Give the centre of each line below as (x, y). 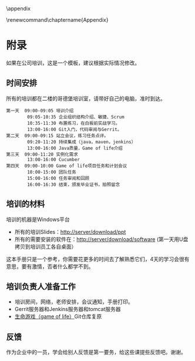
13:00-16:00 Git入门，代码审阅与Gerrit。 (75, 129)
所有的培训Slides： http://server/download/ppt (70, 232)
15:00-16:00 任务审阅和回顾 (58, 178)
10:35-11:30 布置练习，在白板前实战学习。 (74, 123)
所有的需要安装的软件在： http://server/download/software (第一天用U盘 (101, 239)
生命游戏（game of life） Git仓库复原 (58, 316)
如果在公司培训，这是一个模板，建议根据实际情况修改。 (73, 63)
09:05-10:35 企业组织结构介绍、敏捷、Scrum (76, 117)
